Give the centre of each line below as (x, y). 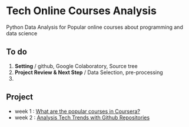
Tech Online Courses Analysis (82, 11)
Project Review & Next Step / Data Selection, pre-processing (89, 72)
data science (22, 33)
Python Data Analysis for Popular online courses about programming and (95, 27)
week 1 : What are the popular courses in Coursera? (77, 111)
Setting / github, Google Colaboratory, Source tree (76, 66)
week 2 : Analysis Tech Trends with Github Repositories (82, 117)
